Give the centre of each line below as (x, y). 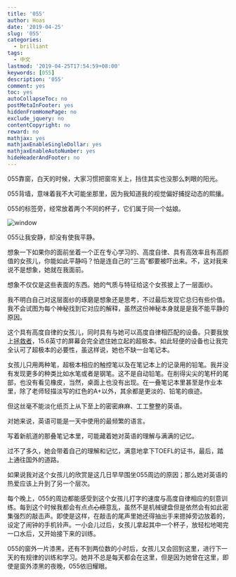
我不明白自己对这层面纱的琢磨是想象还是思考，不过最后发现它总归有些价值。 (118, 299)
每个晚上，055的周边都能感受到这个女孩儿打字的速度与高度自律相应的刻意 (114, 498)
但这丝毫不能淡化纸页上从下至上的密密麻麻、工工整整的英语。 (97, 406)
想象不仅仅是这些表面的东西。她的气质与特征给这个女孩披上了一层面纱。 (112, 284)
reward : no (23, 132)
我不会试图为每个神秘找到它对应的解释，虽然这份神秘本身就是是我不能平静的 (118, 308)
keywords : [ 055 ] (31, 72)
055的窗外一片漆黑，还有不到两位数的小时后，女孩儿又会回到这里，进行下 (114, 548)
